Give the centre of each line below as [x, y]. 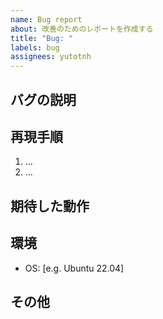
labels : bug [35, 47]
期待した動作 [50, 206]
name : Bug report [46, 19]
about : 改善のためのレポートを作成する [82, 29]
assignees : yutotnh [51, 57]
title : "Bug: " [42, 38]
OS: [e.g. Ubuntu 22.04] [74, 268]
